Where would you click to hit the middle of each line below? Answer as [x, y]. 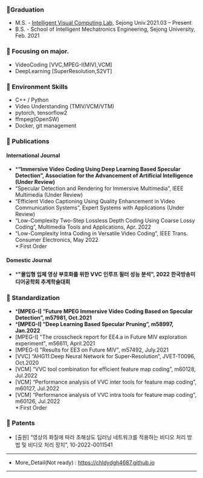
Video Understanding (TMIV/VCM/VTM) [65, 106]
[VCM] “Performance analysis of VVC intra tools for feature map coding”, [106, 395]
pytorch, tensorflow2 [41, 113]
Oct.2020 [27, 362]
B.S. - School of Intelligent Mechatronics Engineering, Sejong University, [105, 29]
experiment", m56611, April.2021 [55, 343]
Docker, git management [46, 125]
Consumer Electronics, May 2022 [56, 240]
